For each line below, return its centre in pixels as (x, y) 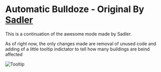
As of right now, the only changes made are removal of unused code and (81, 43)
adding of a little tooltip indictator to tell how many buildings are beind (77, 49)
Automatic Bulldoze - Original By (75, 9)
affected (14, 54)
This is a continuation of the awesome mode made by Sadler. (68, 34)
